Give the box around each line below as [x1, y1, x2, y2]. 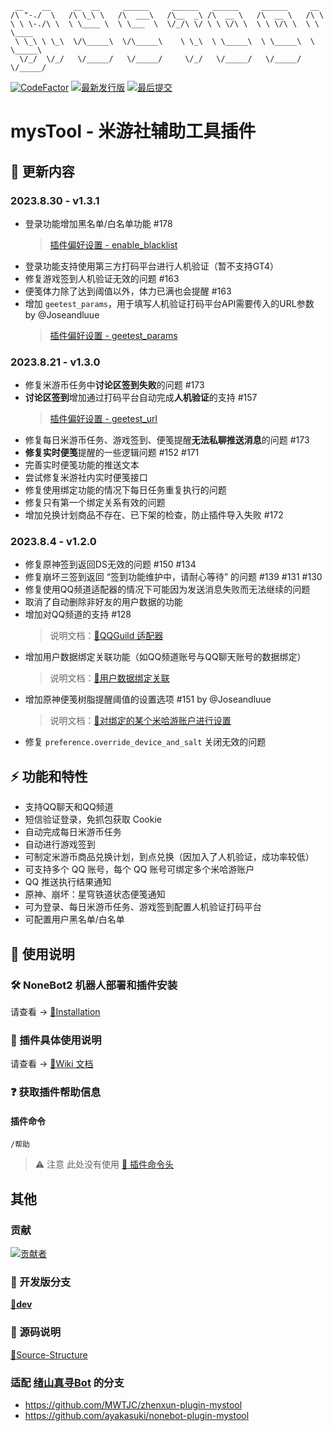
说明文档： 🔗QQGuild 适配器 [49, 630, 164, 642]
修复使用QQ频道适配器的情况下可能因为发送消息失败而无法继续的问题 [24, 583, 311, 596]
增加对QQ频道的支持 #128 [24, 608, 132, 621]
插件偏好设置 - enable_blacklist [49, 238, 178, 251]
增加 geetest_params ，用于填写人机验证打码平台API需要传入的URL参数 [24, 297, 315, 309]
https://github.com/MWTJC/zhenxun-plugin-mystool [24, 1398, 243, 1411]
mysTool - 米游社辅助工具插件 [10, 120, 257, 143]
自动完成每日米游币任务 [24, 826, 122, 838]
